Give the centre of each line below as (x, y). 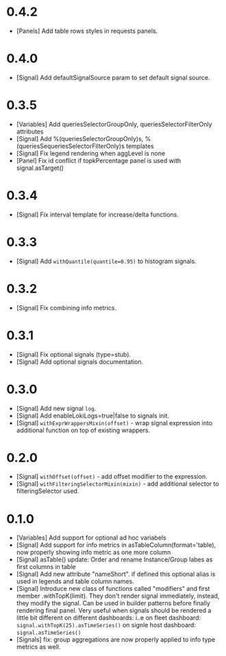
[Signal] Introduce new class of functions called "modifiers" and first (113, 589)
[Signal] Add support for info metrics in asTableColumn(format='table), (116, 545)
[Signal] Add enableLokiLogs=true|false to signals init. (92, 416)
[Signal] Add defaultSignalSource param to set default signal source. (113, 77)
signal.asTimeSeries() (49, 633)
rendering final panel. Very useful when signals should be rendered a (114, 611)
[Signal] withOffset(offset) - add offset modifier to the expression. (112, 477)
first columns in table (46, 567)
